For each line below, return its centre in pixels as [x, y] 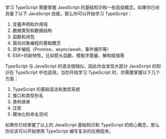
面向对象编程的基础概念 [36, 43]
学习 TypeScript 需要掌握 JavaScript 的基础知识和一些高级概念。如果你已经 [82, 7]
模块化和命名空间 [30, 114]
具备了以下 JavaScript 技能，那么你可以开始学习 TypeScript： [69, 13]
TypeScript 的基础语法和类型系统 [46, 89]
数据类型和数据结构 [32, 30]
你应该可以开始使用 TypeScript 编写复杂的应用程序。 [59, 131]
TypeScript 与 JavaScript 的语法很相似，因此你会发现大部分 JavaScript [78, 66]
